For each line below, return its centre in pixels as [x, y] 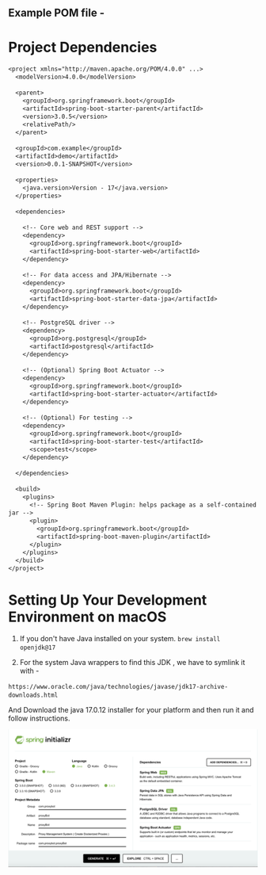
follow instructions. [39, 718]
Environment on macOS [87, 617]
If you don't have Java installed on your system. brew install [120, 639]
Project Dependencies [83, 47]
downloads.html [33, 695]
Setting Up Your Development [108, 600]
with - [29, 671]
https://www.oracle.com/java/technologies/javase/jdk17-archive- [118, 687]
